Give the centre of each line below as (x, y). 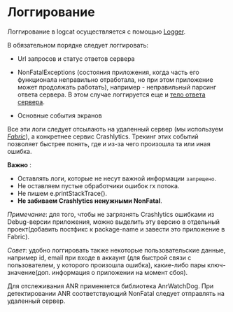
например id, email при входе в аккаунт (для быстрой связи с (99, 257)
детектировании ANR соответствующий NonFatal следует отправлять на (116, 293)
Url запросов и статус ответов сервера (76, 58)
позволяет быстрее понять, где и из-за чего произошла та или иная (109, 143)
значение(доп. (29, 272)
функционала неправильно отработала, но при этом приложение (115, 79)
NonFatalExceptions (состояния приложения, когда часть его (108, 72)
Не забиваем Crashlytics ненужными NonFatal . (90, 201)
